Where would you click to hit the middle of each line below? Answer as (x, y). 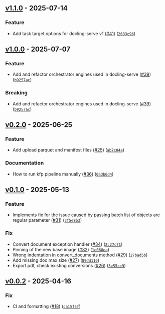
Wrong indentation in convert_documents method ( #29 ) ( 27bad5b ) (80, 255)
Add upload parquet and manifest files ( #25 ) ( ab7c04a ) (68, 150)
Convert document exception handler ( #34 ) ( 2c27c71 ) (67, 244)
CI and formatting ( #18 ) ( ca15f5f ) (47, 306)
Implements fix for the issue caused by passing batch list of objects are (86, 215)
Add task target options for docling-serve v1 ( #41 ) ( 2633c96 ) (74, 33)
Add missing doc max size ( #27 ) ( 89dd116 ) (56, 260)
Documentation (25, 163)
